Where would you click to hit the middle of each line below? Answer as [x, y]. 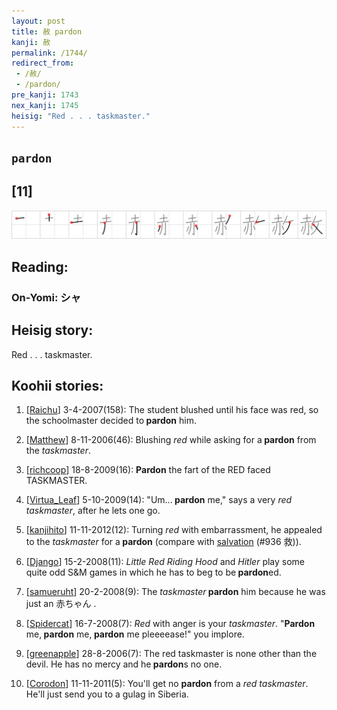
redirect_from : [43, 63]
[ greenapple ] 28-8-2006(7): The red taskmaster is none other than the [171, 654]
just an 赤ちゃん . [61, 604]
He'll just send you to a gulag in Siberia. [107, 694]
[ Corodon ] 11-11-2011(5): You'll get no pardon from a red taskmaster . [167, 684]
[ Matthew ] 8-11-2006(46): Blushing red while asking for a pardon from [171, 440]
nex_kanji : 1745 [45, 105]
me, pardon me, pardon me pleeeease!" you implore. [135, 634]
